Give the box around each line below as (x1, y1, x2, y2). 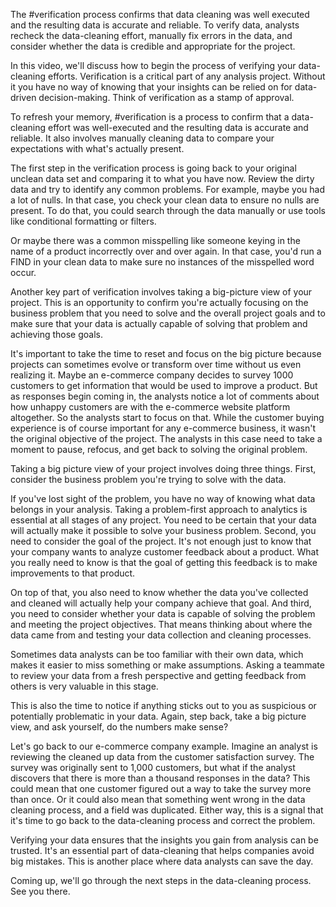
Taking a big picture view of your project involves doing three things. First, (10, 463, 317, 474)
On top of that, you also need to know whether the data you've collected (10, 587, 309, 598)
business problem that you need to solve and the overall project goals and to (10, 307, 326, 319)
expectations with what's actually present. (10, 143, 185, 154)
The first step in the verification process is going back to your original (10, 162, 297, 174)
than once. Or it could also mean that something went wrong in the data (10, 794, 306, 805)
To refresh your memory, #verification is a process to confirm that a (10, 111, 290, 123)
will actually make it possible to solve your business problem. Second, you (10, 525, 317, 536)
